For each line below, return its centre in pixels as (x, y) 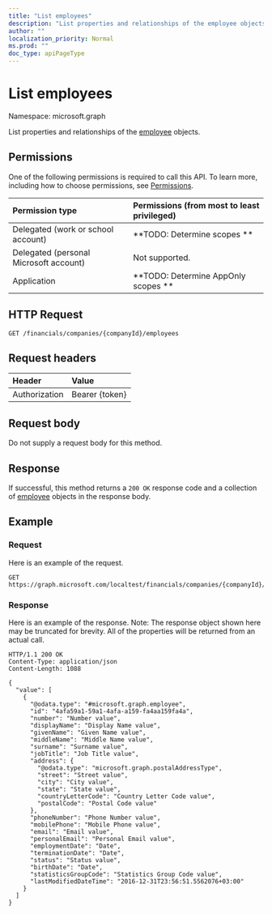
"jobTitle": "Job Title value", (84, 754)
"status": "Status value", (75, 860)
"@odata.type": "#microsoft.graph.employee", (108, 704)
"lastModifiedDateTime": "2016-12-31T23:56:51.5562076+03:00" (137, 881)
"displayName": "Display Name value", (95, 725)
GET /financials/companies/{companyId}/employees (94, 333)
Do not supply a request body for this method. (85, 443)
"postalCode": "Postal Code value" (98, 803)
